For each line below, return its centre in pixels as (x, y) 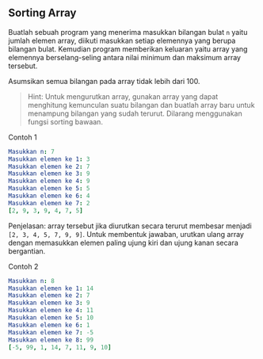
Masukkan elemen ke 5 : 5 (49, 189)
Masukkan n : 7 (32, 151)
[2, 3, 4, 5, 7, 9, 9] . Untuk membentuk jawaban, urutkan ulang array (126, 234)
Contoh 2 (23, 266)
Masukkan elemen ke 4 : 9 (49, 181)
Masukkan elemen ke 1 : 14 (51, 288)
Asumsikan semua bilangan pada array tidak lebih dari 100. (104, 81)
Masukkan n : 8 (32, 281)
